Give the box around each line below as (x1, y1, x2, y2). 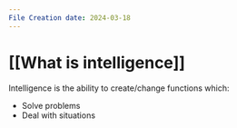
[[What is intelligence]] (8, 52, 185, 73)
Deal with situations (21, 110, 96, 121)
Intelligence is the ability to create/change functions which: (8, 83, 230, 94)
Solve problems (21, 100, 81, 111)
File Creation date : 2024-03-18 (8, 13, 131, 23)
